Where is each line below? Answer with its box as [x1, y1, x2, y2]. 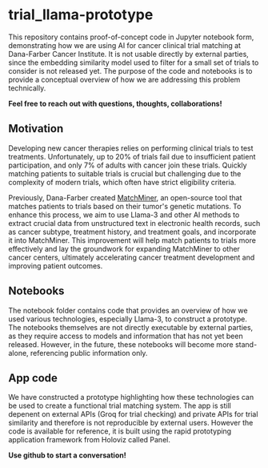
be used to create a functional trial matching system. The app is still [8, 401, 232, 410]
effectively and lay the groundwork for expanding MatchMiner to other [8, 244, 240, 253]
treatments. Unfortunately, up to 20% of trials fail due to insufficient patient [8, 151, 256, 161]
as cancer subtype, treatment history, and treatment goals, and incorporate [8, 227, 257, 236]
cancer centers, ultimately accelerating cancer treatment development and [8, 252, 255, 262]
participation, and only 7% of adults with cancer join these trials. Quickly [8, 160, 247, 170]
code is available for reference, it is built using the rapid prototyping [8, 426, 232, 436]
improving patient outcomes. [8, 260, 103, 270]
